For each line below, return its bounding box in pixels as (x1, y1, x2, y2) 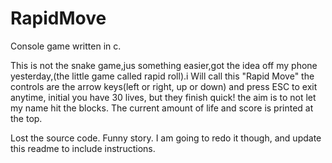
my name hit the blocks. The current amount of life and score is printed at (10, 102, 314, 114)
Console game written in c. (10, 40, 122, 52)
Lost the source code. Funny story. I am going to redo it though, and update (10, 132, 322, 144)
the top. (10, 112, 43, 124)
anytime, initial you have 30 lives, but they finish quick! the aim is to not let (10, 91, 317, 103)
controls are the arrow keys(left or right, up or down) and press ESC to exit (10, 80, 318, 92)
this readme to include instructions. (10, 142, 156, 154)
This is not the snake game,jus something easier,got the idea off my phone (10, 59, 318, 71)
